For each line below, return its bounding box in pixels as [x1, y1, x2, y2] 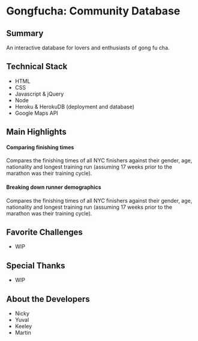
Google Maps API [14, 109, 58, 117]
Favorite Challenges [6, 227, 83, 237]
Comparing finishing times [6, 143, 74, 151]
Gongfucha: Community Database [6, 4, 181, 18]
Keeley [14, 323, 32, 330]
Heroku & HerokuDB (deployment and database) [14, 103, 135, 110]
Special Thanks [6, 260, 65, 271]
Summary [6, 28, 44, 38]
